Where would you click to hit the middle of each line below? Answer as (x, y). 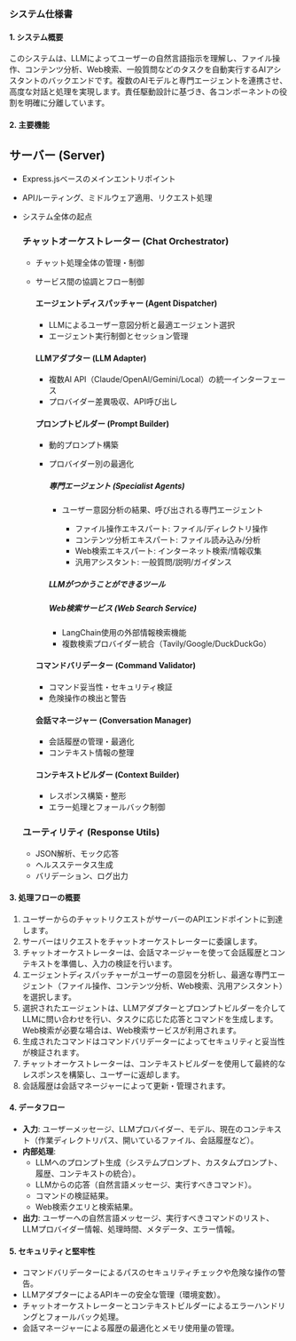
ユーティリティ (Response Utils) (91, 833)
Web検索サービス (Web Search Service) (123, 608)
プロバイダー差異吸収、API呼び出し (113, 402)
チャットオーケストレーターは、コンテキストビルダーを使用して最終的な (154, 1063)
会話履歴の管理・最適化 (91, 742)
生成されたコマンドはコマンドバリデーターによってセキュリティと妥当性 (153, 1041)
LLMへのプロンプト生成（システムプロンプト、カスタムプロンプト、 (159, 1162)
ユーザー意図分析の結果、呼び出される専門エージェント (163, 510)
